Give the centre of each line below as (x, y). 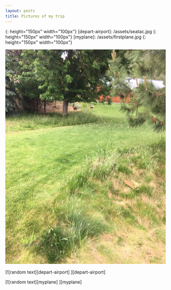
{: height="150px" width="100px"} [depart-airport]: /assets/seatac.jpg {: (81, 31)
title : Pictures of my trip (35, 16)
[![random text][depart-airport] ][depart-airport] (55, 272)
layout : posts (20, 11)
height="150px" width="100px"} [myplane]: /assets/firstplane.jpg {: (76, 37)
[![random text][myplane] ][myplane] (44, 282)
